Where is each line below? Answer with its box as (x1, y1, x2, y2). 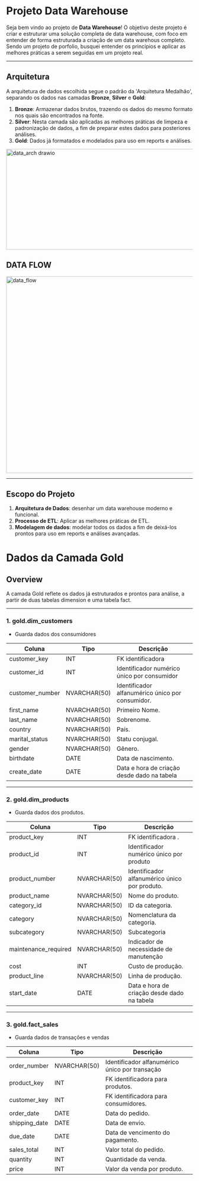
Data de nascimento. (116, 754, 174, 762)
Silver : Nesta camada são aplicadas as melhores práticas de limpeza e (14, 118, 188, 125)
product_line (9, 971, 44, 980)
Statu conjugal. (116, 735, 159, 743)
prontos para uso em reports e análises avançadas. (14, 530, 140, 537)
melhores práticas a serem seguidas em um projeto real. (6, 49, 144, 56)
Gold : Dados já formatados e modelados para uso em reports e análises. (14, 137, 192, 144)
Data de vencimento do (105, 1129, 171, 1137)
